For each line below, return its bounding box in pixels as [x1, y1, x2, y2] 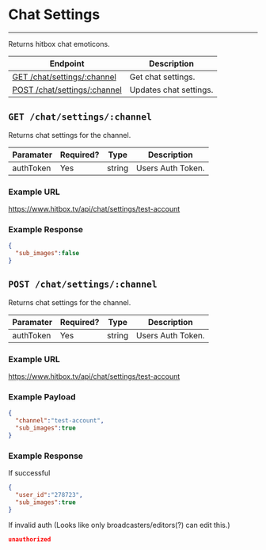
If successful [8, 468, 51, 478]
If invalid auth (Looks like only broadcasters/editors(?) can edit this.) [8, 520, 231, 529]
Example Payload [8, 391, 77, 402]
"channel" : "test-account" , [15, 417, 104, 425]
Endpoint [49, 58, 85, 69]
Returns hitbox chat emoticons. [8, 39, 110, 48]
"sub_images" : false [15, 250, 80, 258]
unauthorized [8, 535, 51, 544]
